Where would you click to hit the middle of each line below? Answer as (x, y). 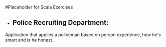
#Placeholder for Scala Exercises (39, 7)
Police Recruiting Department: (60, 23)
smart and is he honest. (29, 40)
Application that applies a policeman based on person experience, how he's (83, 35)
